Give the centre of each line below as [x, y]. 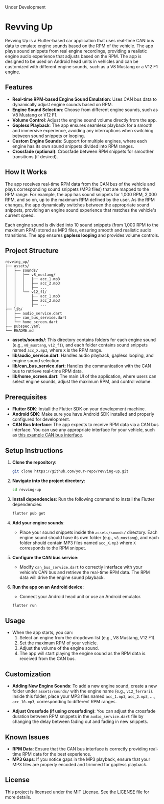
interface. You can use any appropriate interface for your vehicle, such [83, 430]
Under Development [25, 7]
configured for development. [41, 419]
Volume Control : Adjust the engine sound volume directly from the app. [84, 120]
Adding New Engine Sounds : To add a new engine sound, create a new [84, 686]
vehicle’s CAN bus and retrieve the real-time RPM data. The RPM [85, 572]
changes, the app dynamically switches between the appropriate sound [77, 205]
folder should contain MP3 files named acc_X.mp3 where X [78, 543]
